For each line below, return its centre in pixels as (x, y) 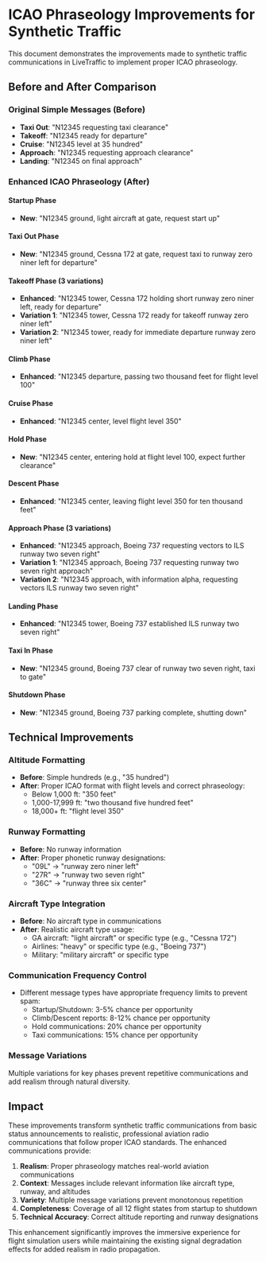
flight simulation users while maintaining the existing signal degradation (125, 1241)
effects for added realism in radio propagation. (84, 1249)
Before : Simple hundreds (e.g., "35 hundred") (94, 777)
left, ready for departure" (60, 307)
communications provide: (50, 1151)
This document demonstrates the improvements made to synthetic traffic (128, 53)
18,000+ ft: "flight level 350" (78, 811)
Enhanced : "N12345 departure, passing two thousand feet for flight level (139, 376)
